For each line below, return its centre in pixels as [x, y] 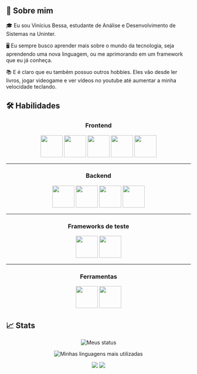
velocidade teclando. [31, 86]
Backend [98, 176]
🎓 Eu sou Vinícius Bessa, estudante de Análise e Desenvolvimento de [91, 25]
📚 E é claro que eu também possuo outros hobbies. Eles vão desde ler [92, 72]
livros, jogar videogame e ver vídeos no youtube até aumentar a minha [91, 80]
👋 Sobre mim [30, 11]
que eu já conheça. [29, 60]
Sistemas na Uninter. [31, 33]
